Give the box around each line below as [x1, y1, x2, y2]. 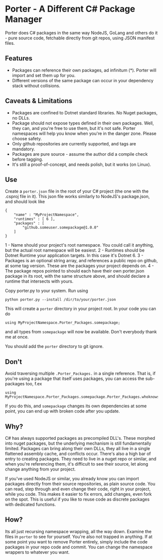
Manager [5, 14, 42, 25]
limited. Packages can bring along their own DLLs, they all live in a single [5, 446, 150, 451]
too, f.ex [26, 381, 42, 387]
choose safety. [12, 135, 42, 142]
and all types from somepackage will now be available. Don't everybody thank [5, 329, 157, 335]
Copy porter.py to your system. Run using [5, 288, 88, 294]
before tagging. [12, 156, 43, 162]
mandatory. [12, 146, 35, 152]
